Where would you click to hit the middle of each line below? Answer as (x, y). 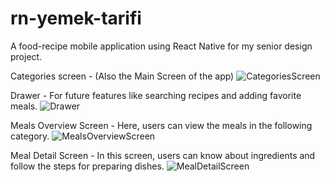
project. (26, 56)
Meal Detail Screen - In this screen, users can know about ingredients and (163, 155)
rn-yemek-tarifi (76, 18)
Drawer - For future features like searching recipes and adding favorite (156, 95)
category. (30, 136)
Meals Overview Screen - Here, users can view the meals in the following (161, 125)
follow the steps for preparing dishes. (87, 166)
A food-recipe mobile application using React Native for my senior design (161, 46)
